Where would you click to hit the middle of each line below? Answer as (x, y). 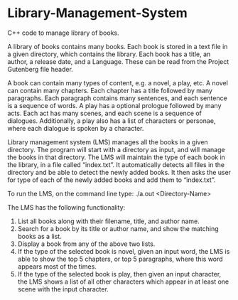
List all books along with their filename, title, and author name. (109, 221)
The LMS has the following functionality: (66, 207)
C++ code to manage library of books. (63, 33)
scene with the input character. (63, 289)
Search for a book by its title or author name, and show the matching (118, 228)
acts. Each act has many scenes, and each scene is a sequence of (105, 113)
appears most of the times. (57, 266)
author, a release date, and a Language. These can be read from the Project (118, 61)
